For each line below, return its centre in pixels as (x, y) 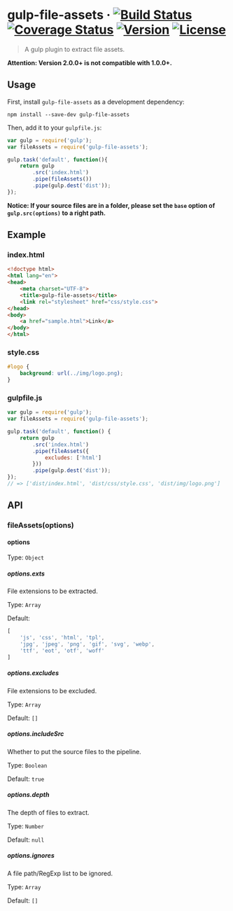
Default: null (26, 840)
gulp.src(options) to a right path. (57, 213)
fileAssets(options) (41, 525)
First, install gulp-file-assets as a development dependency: (96, 102)
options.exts (26, 573)
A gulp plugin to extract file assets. (75, 49)
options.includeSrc (36, 734)
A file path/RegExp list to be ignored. (60, 873)
